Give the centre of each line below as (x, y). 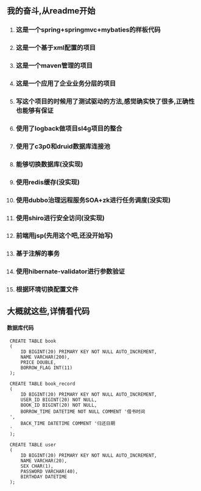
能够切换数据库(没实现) (49, 164)
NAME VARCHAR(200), (45, 357)
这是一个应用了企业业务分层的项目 (66, 84)
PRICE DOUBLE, (38, 362)
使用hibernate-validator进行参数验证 (70, 271)
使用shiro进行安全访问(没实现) (60, 218)
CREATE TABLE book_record (42, 384)
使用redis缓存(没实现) (48, 182)
